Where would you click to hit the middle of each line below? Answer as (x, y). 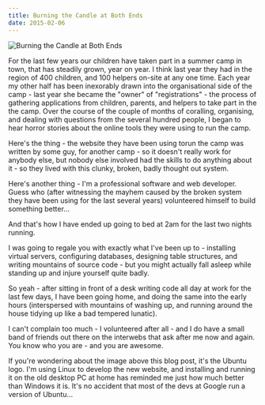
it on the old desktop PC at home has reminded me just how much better (126, 377)
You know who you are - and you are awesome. (86, 345)
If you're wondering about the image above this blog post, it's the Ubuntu (127, 361)
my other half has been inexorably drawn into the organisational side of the (131, 86)
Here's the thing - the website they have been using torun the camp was (126, 143)
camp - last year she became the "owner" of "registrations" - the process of (132, 94)
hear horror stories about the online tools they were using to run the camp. (130, 128)
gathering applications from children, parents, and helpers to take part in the (132, 103)
